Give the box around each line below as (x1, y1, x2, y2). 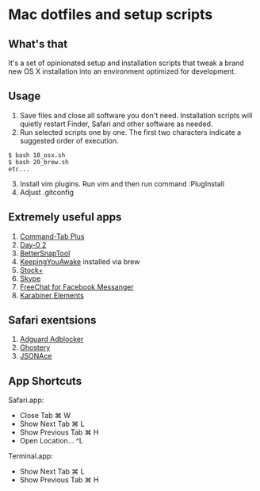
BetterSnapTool (19, 248, 71, 258)
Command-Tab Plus (19, 232, 85, 241)
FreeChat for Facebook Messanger (19, 282, 134, 291)
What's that (8, 37, 68, 51)
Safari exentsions (8, 313, 97, 327)
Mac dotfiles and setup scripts (8, 6, 213, 24)
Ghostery (19, 343, 51, 352)
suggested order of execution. (19, 136, 119, 145)
